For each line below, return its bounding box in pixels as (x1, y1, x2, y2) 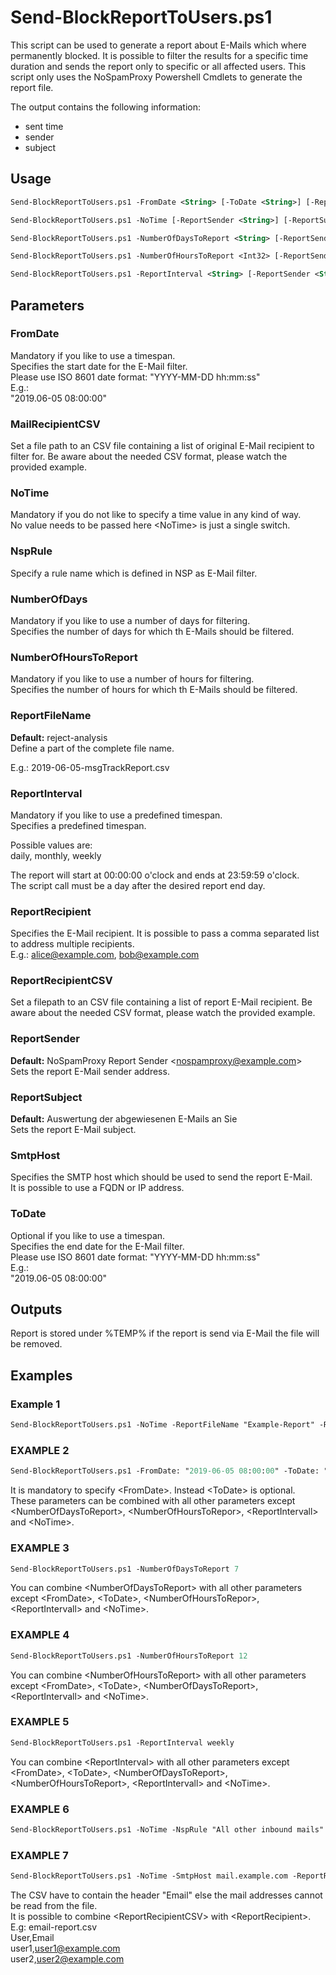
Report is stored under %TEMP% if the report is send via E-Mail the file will (10, 1327, 320, 1340)
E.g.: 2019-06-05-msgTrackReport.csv (10, 761, 170, 773)
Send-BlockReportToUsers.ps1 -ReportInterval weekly (10, 1737, 235, 1748)
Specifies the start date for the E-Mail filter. (10, 360, 188, 372)
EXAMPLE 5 (10, 1715, 70, 1729)
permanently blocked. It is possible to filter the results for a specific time (10, 49, 309, 61)
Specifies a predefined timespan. (10, 819, 147, 831)
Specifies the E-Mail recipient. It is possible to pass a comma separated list (10, 927, 320, 940)
